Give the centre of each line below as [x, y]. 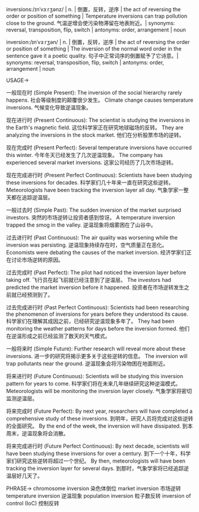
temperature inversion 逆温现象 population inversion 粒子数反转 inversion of [99, 496]
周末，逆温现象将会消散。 [37, 433]
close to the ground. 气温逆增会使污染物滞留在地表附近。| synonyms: [91, 23]
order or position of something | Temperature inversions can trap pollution [97, 16]
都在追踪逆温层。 [32, 197]
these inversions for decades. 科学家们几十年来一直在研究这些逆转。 [90, 183]
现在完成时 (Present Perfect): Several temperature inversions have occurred [99, 147]
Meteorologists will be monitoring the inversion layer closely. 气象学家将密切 [99, 391]
